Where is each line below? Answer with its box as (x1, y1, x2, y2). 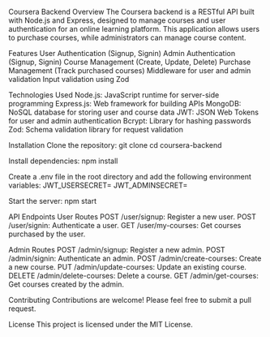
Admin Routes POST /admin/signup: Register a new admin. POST (8, 245, 225, 254)
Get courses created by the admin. (8, 279, 124, 289)
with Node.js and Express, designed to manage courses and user (8, 15, 226, 25)
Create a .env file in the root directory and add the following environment (8, 172, 251, 181)
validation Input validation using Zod (8, 75, 130, 84)
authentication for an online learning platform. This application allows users (8, 24, 260, 33)
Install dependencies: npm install (8, 156, 118, 166)
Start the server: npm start (8, 197, 97, 205)
